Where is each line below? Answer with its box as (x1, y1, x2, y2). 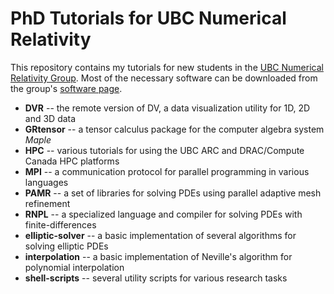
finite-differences (24, 218, 97, 231)
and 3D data (24, 112, 77, 124)
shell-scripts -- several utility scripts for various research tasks (24, 272, 288, 284)
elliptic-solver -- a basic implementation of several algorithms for (24, 229, 297, 241)
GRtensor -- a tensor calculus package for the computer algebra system (24, 123, 325, 135)
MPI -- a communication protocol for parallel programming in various (24, 165, 310, 177)
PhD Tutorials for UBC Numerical (10, 7, 287, 30)
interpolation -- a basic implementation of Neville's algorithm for (24, 250, 293, 262)
